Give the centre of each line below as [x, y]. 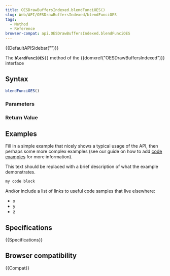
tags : [11, 19]
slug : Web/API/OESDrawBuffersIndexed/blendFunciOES [61, 15]
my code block [20, 181]
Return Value [22, 117]
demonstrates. [20, 172]
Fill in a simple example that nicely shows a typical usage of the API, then [82, 146]
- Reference [23, 29]
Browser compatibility [41, 256]
